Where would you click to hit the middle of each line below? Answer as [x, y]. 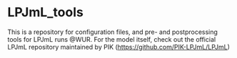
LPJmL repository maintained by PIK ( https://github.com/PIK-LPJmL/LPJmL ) [119, 47]
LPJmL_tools [45, 12]
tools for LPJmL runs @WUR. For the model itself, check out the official [112, 39]
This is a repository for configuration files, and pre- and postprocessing [112, 32]
